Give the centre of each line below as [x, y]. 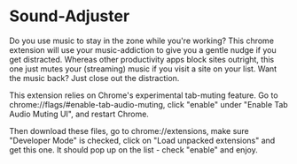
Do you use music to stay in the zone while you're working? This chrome [142, 41]
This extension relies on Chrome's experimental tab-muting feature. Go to [144, 95]
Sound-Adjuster [70, 16]
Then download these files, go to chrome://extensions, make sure [129, 130]
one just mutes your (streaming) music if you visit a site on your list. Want [143, 69]
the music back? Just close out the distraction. [94, 78]
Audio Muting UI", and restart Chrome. [79, 114]
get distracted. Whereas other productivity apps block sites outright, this [142, 59]
